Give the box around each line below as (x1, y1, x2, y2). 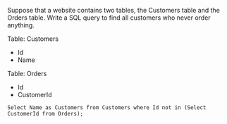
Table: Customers (7, 35, 59, 43)
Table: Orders (7, 70, 47, 77)
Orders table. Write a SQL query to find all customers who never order (7, 13, 211, 22)
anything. (7, 21, 35, 29)
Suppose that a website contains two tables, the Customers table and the (7, 6, 221, 14)
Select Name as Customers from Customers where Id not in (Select (7, 104, 207, 111)
